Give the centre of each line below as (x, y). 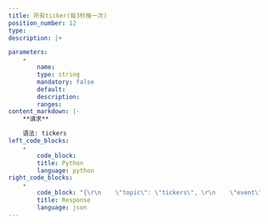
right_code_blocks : (41, 178)
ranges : (49, 104)
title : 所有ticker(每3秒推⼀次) (58, 16)
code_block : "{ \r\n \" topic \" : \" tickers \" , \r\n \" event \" (150, 193)
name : (46, 67)
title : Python (60, 163)
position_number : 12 (43, 23)
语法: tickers (45, 134)
